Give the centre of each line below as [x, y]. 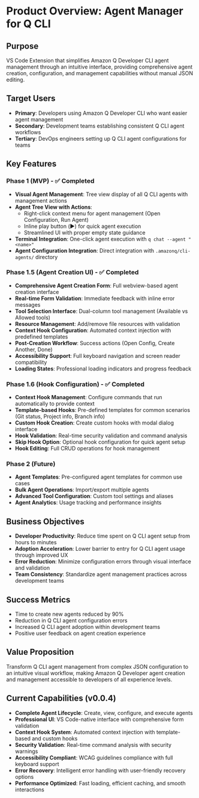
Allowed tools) [33, 318]
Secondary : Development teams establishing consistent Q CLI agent [99, 126]
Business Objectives [46, 521]
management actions [41, 200]
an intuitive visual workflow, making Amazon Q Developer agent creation [96, 673]
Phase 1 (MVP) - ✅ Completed [50, 181]
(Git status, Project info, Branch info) [60, 417]
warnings [26, 751]
